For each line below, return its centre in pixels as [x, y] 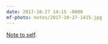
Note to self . [22, 34]
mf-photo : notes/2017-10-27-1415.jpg [54, 17]
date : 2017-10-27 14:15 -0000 [45, 12]
